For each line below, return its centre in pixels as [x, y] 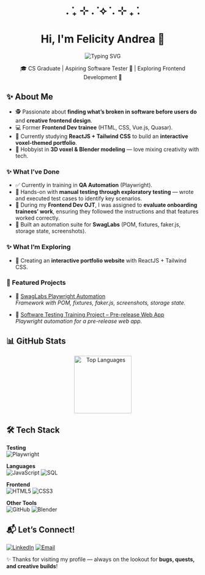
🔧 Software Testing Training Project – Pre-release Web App [90, 314]
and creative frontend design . [54, 120]
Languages [21, 466]
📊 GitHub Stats [36, 341]
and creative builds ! [32, 566]
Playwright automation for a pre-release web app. [79, 321]
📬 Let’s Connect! [41, 529]
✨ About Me [30, 97]
